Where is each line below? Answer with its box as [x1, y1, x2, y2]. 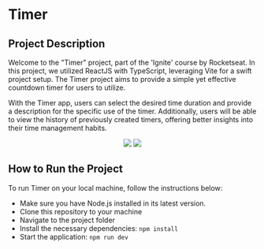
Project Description [8, 37, 106, 50]
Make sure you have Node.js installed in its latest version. [19, 199, 206, 208]
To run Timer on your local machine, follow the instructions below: [8, 183, 223, 192]
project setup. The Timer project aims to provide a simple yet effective [8, 75, 236, 84]
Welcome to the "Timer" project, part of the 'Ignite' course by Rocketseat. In [8, 58, 255, 67]
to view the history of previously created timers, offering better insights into [8, 115, 254, 124]
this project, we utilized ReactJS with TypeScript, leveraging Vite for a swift [8, 66, 252, 76]
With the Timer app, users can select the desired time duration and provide [8, 98, 252, 107]
